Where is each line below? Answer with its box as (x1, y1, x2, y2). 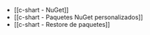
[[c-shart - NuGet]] (13, 6, 69, 14)
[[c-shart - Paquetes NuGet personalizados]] (13, 13, 143, 21)
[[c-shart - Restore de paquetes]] (13, 21, 110, 28)
